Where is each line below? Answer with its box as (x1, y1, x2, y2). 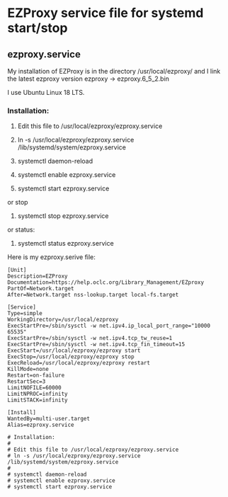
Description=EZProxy (7, 273, 69, 280)
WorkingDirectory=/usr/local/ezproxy (7, 316, 119, 324)
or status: (7, 225, 35, 234)
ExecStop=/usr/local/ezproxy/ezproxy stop (7, 353, 135, 360)
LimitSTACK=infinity (7, 396, 69, 404)
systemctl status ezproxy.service (17, 239, 115, 248)
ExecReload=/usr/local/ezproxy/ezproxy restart (7, 360, 151, 367)
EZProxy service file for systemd (7, 5, 204, 21)
